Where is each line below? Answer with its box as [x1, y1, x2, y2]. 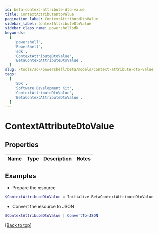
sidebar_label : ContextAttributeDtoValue [5, 21, 92, 26]
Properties [5, 140, 39, 149]
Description [43, 155, 72, 162]
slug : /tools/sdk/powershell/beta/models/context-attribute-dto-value [5, 67, 154, 72]
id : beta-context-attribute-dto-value [5, 7, 85, 12]
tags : [5, 72, 16, 77]
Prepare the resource [12, 184, 56, 191]
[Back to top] [5, 222, 32, 228]
